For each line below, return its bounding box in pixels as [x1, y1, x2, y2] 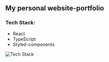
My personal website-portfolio [5, 4, 104, 13]
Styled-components [12, 41, 55, 47]
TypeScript [12, 36, 36, 42]
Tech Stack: [5, 19, 36, 26]
